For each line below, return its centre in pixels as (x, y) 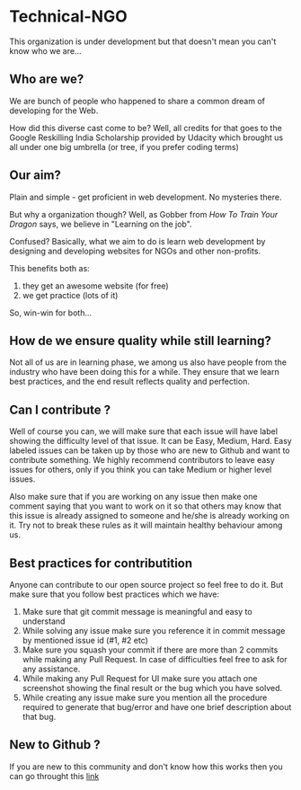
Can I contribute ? (60, 409)
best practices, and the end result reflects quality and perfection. (129, 382)
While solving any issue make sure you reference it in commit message (154, 630)
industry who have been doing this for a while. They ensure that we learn (145, 372)
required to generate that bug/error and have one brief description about (157, 707)
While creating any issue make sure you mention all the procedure (145, 697)
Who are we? (47, 80)
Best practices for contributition (101, 563)
